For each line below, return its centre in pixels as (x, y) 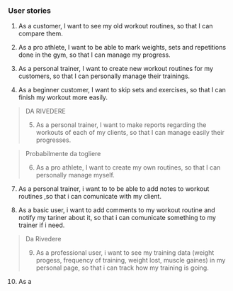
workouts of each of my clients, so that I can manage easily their (130, 133)
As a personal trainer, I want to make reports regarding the (121, 125)
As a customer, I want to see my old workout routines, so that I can (115, 26)
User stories (30, 11)
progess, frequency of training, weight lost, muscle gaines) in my (131, 260)
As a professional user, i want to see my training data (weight (125, 253)
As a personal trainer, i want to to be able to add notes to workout (114, 189)
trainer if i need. (41, 225)
